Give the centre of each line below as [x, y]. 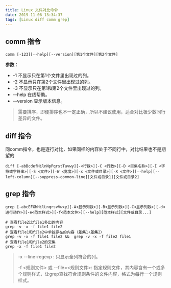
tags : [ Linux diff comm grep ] [38, 19]
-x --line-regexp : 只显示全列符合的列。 [59, 256]
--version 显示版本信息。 [39, 101]
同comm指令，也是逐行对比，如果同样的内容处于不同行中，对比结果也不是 [83, 149]
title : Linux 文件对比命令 [32, 10]
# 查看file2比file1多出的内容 [34, 222]
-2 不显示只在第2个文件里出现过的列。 [53, 82]
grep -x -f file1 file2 [31, 246]
